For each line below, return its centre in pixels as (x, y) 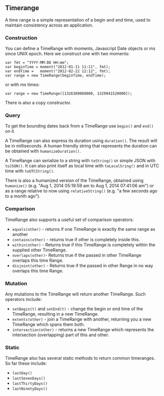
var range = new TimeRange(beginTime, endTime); (56, 75)
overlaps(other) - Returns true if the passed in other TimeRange (77, 255)
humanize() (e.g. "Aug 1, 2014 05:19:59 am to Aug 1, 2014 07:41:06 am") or (80, 186)
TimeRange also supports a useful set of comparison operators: (69, 220)
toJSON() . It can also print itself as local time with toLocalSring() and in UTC (82, 166)
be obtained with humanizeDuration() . (43, 151)
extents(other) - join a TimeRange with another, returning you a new (82, 319)
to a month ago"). (23, 196)
